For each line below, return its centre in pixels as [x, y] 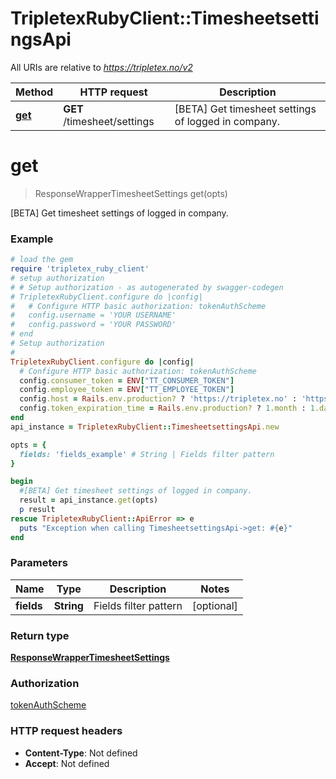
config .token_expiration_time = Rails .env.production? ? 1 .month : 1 [167, 408]
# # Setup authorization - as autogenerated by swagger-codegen [147, 287]
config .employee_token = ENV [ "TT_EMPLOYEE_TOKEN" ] [127, 390]
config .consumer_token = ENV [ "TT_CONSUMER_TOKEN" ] [127, 380]
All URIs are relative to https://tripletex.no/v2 [101, 67]
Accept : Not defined [67, 763]
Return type [40, 635]
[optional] [214, 605]
